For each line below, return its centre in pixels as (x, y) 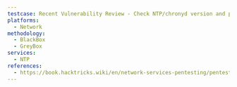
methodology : (26, 33)
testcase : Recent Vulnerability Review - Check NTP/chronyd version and (116, 14)
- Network (28, 27)
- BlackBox (30, 40)
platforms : (23, 20)
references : (25, 66)
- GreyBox (28, 46)
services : (22, 53)
